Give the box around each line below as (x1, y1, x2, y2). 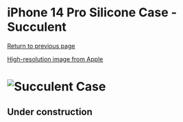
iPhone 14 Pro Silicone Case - (7, 5, 177, 20)
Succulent (7, 19, 67, 35)
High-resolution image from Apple (7, 55, 103, 63)
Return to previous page (7, 42, 75, 50)
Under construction (7, 106, 93, 117)
